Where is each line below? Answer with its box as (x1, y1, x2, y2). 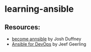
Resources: (4, 23, 40, 31)
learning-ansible (4, 3, 74, 15)
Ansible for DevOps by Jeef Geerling (11, 41, 87, 47)
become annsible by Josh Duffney (11, 36, 82, 42)
